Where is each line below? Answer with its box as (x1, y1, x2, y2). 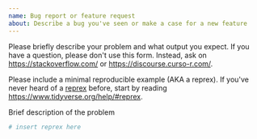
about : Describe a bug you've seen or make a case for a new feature (8, 19, 248, 27)
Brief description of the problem (8, 107, 116, 117)
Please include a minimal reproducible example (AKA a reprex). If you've (8, 74, 249, 84)
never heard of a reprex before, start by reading (8, 82, 167, 93)
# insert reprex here (8, 123, 82, 131)
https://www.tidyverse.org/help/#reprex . (8, 91, 143, 101)
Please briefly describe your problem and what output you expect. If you (8, 41, 250, 51)
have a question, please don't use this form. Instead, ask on (8, 50, 208, 60)
